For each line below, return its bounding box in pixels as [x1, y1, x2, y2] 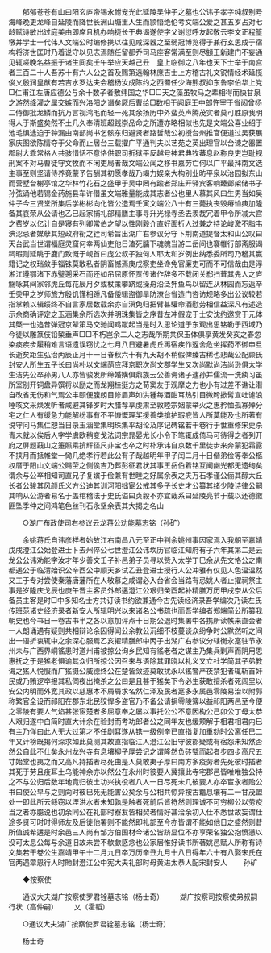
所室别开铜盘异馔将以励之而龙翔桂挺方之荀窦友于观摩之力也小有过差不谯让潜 [8, 380, 263, 389]
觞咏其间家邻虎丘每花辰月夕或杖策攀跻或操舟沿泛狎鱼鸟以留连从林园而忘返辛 [8, 279, 263, 289]
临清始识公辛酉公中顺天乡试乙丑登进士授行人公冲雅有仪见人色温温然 [35, 565, 263, 575]
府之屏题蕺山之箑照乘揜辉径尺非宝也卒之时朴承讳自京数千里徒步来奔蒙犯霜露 [8, 440, 263, 450]
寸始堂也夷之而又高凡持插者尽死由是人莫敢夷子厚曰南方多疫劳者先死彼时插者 [8, 757, 263, 766]
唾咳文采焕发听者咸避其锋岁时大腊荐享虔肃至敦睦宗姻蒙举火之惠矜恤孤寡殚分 [8, 400, 263, 410]
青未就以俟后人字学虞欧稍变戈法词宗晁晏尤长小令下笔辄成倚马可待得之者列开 [8, 431, 263, 439]
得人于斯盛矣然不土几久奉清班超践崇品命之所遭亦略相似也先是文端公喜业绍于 [8, 118, 263, 127]
